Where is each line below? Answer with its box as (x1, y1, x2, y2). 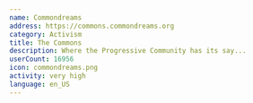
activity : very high (9, 72, 87, 81)
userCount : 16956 (9, 55, 74, 64)
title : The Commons (9, 38, 83, 47)
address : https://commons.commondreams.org (9, 21, 175, 30)
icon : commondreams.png (9, 64, 99, 73)
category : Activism (9, 30, 83, 39)
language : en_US (9, 80, 70, 89)
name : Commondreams (9, 13, 83, 22)
